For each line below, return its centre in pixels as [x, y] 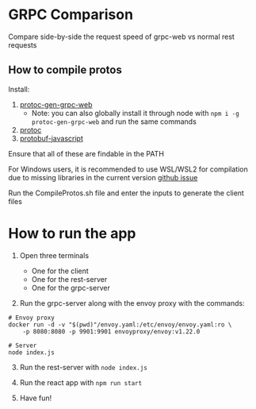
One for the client [60, 271]
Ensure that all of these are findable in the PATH [86, 153]
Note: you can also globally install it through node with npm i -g [135, 113]
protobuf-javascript [51, 138]
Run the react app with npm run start [81, 382]
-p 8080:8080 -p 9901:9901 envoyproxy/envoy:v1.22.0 [111, 331]
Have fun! [36, 398]
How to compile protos [65, 70]
